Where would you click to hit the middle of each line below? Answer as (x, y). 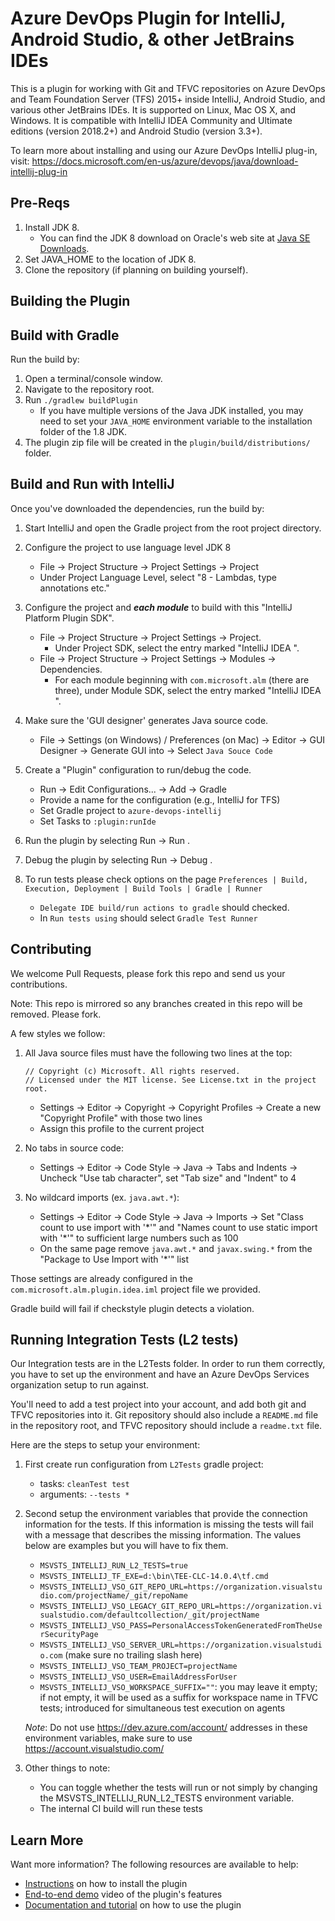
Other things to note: (67, 1768)
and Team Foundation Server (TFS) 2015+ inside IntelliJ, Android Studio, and (168, 99)
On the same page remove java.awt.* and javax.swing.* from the (176, 1248)
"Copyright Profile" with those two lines (121, 1118)
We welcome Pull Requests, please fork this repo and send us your (148, 973)
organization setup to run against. (80, 1385)
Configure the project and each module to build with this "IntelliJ (158, 607)
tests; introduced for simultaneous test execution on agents (162, 1708)
